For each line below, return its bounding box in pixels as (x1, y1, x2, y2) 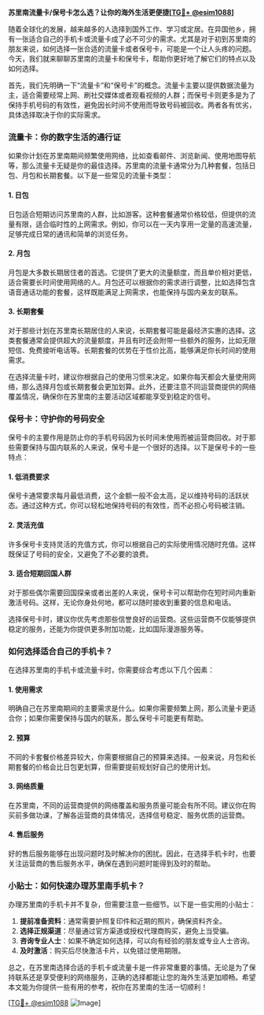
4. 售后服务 (8, 830, 45, 839)
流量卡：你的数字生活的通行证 (8, 132, 122, 143)
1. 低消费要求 (8, 472, 49, 481)
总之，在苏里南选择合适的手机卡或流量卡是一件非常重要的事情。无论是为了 (8, 963, 249, 972)
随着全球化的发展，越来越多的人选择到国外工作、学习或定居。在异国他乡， (8, 24, 249, 34)
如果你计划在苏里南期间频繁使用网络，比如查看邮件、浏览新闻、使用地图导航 (8, 151, 256, 161)
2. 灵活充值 (8, 520, 45, 530)
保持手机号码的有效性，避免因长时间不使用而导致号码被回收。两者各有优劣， (8, 100, 256, 110)
